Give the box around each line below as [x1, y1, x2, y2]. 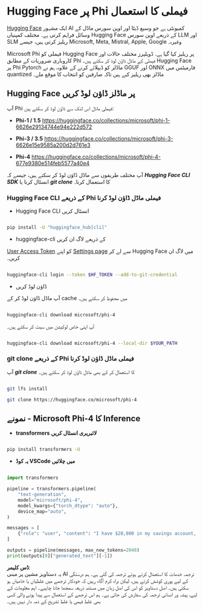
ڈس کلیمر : [7, 564, 31, 571]
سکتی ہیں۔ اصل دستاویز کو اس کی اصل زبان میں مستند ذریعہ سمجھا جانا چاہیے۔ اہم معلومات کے [7, 584, 189, 591]
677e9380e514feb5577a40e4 [15, 159, 90, 167]
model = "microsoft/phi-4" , [18, 497, 83, 503]
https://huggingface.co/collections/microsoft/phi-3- [43, 135, 174, 142]
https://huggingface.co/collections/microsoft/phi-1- [42, 116, 170, 124]
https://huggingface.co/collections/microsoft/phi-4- [31, 153, 161, 160]
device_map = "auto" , [18, 508, 67, 515]
